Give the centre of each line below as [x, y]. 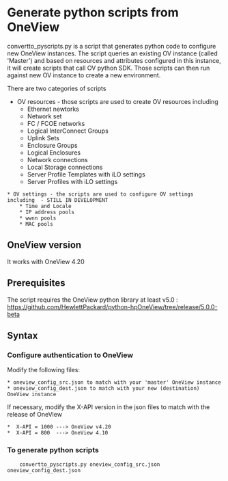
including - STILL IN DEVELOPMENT [58, 200]
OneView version [44, 245]
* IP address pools [47, 212]
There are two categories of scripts [57, 88]
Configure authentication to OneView [70, 355]
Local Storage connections [65, 167]
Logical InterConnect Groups [68, 131]
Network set [44, 116]
